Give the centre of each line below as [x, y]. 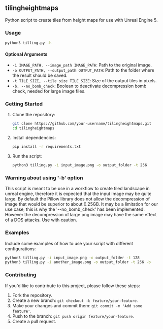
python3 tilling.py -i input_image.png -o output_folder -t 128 [72, 258]
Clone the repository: [34, 115]
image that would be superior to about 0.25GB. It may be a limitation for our [82, 204]
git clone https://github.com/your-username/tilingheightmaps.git [82, 124]
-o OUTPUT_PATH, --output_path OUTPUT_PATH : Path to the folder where [83, 70]
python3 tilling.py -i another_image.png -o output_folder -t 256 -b [78, 262]
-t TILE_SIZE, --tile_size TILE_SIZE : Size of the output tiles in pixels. [84, 81]
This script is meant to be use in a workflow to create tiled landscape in [78, 189]
